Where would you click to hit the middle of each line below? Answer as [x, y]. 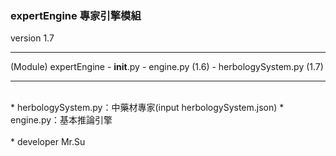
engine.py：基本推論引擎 [61, 120]
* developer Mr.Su [48, 142]
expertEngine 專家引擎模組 [76, 15]
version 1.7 [32, 38]
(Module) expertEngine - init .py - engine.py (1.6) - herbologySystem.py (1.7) [167, 67]
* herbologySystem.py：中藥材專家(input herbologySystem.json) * [147, 108]
